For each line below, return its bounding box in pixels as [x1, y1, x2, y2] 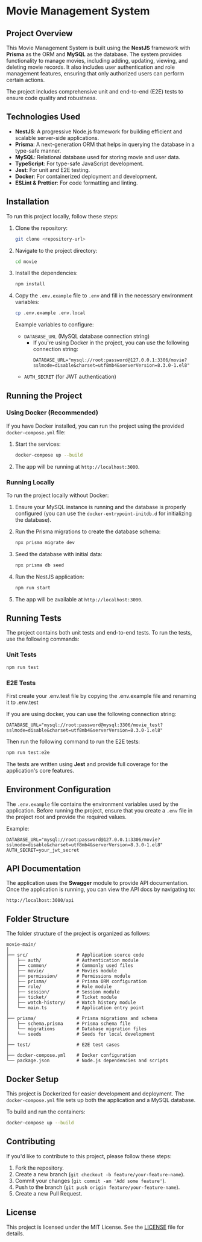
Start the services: [14, 440, 62, 448]
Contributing [6, 1136, 55, 1147]
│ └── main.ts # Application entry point [6, 1005, 145, 1011]
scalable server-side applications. [14, 134, 99, 141]
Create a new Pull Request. [14, 1190, 83, 1197]
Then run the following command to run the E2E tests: [6, 738, 140, 745]
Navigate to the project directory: [14, 247, 98, 254]
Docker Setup [6, 1074, 59, 1084]
